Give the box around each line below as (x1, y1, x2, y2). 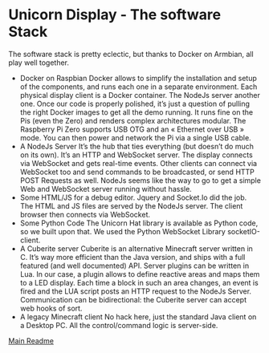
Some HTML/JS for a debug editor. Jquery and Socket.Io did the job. (19, 193, 247, 202)
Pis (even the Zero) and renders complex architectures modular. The (19, 116, 247, 125)
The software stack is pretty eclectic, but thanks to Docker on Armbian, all (8, 49, 255, 59)
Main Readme (8, 335, 55, 346)
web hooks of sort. (19, 303, 83, 313)
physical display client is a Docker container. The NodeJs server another (19, 90, 261, 99)
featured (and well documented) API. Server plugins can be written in (19, 261, 250, 270)
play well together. (8, 58, 70, 67)
